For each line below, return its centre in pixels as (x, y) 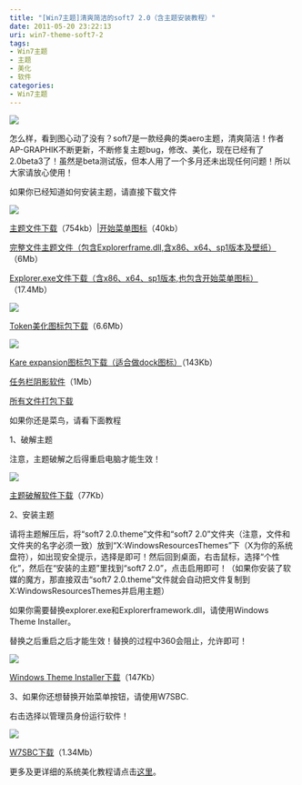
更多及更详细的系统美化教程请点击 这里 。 (85, 771)
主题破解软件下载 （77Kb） (59, 495)
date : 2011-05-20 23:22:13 (60, 26)
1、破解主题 (31, 439)
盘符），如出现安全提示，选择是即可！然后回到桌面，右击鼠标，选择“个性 (145, 557)
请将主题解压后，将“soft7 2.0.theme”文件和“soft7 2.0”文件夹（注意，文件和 (150, 534)
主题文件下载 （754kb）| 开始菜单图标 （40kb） (96, 227)
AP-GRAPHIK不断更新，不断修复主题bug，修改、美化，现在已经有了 (137, 149)
